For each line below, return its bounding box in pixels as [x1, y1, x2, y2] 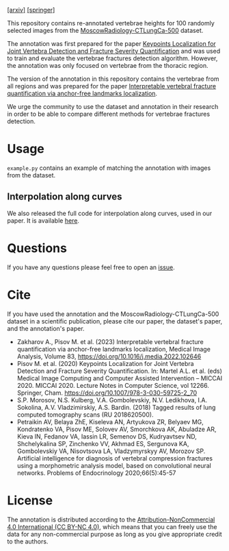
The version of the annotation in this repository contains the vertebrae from [7, 75, 220, 83]
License [7, 493, 53, 508]
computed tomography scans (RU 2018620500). [16, 411, 154, 419]
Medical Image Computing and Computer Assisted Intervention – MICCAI [16, 374, 223, 382]
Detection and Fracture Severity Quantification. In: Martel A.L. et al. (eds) [16, 367, 222, 375]
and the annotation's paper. [7, 324, 85, 332]
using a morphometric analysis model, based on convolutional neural [16, 461, 212, 469]
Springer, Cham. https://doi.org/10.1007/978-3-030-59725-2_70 [16, 389, 197, 397]
